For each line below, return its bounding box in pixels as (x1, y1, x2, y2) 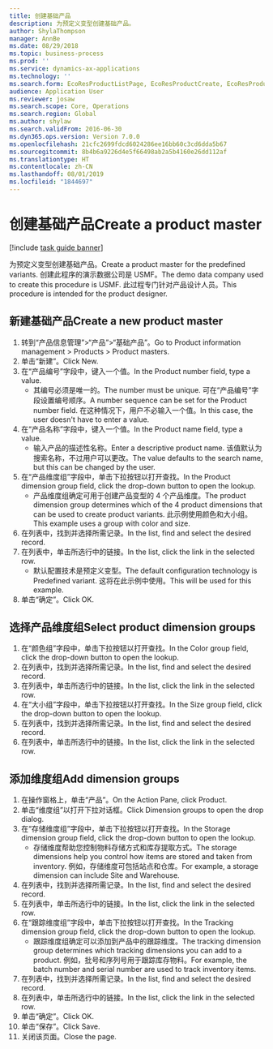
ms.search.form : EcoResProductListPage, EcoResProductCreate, (9, 80, 224, 88)
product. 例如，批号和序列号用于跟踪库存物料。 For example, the (32, 955, 248, 965)
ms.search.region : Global (9, 110, 96, 118)
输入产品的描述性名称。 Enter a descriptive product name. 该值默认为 (32, 443, 262, 453)
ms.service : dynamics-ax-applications (9, 65, 140, 73)
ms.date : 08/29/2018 (9, 42, 79, 50)
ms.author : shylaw (9, 118, 71, 126)
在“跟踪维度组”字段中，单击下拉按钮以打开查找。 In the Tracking (20, 918, 234, 927)
